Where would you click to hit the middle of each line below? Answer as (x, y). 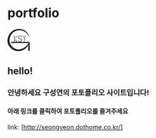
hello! (20, 71)
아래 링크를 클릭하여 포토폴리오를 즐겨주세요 (68, 111)
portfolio (33, 13)
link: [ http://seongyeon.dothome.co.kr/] (65, 127)
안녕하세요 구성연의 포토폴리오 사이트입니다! (78, 92)
